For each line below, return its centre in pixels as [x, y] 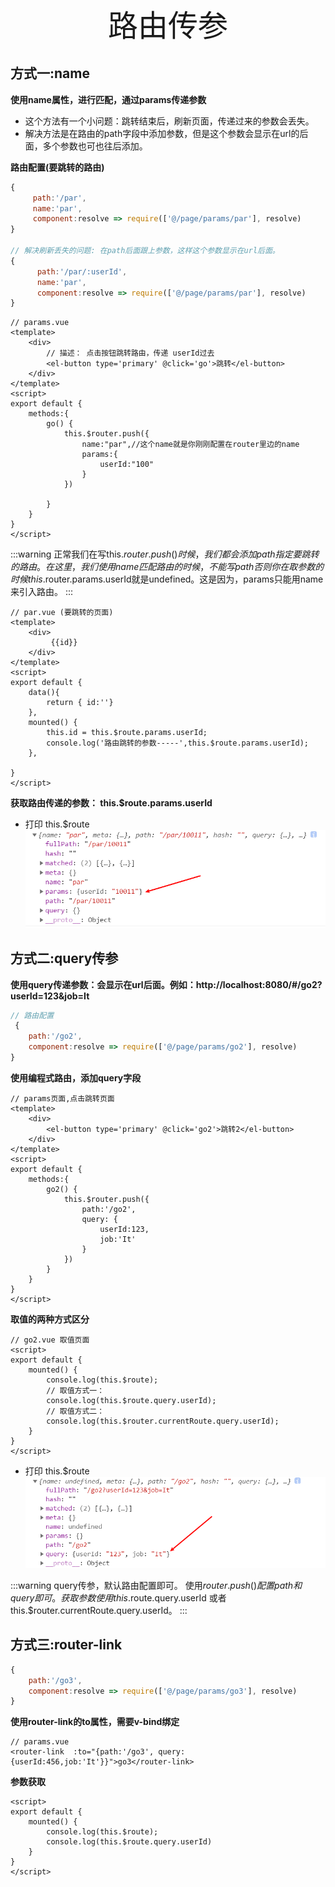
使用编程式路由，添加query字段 [76, 1077]
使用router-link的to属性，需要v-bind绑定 [95, 1722]
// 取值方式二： [75, 1411]
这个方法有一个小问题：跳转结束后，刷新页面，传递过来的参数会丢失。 [169, 121]
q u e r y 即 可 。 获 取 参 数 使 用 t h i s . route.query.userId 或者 [118, 1597]
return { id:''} [80, 703]
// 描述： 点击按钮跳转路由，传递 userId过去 [130, 353]
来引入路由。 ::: [42, 592]
